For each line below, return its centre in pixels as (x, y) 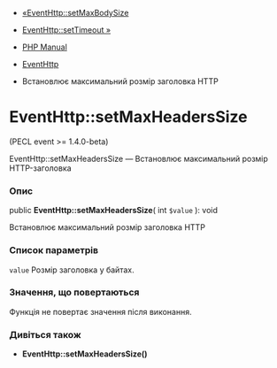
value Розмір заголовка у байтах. (72, 270)
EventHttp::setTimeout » (66, 30)
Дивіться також (45, 334)
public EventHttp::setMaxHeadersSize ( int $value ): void (114, 211)
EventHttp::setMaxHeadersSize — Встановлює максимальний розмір (138, 158)
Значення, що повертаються (74, 293)
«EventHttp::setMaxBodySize (75, 13)
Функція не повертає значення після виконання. (100, 311)
